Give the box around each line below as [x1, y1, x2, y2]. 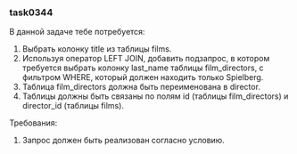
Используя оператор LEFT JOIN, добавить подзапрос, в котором [21, 53, 270, 64]
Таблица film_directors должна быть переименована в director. [21, 82, 261, 93]
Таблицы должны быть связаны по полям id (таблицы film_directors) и [21, 91, 289, 101]
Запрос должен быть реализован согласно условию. [21, 135, 225, 146]
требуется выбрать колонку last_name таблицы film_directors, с [21, 62, 265, 73]
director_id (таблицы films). [21, 101, 125, 111]
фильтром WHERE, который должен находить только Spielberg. [21, 72, 264, 83]
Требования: [9, 118, 58, 128]
